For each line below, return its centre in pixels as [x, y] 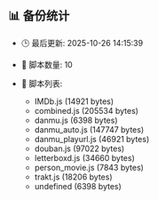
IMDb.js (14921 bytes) [74, 101]
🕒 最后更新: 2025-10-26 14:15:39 [82, 43]
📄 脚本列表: [42, 84]
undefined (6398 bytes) [78, 186]
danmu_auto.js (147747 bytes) [89, 129]
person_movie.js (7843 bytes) [89, 167]
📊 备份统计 [39, 16]
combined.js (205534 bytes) [87, 110]
